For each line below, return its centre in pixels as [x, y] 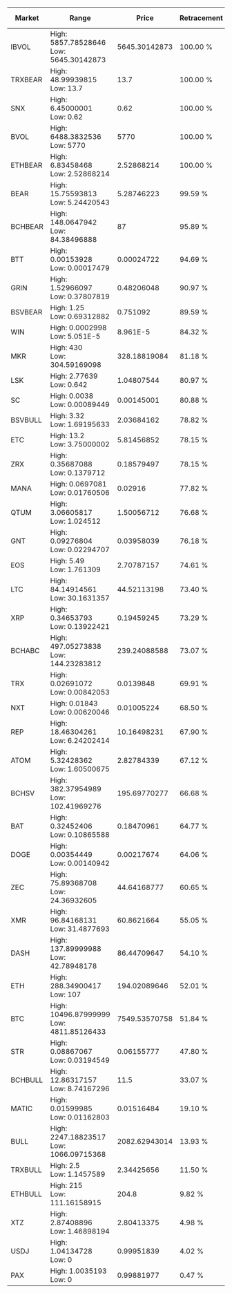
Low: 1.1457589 [78, 1174]
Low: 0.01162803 [80, 1117]
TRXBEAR [27, 80]
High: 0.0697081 [78, 484]
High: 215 [66, 1186]
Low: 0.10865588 [80, 834]
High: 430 [66, 347]
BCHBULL [27, 1080]
